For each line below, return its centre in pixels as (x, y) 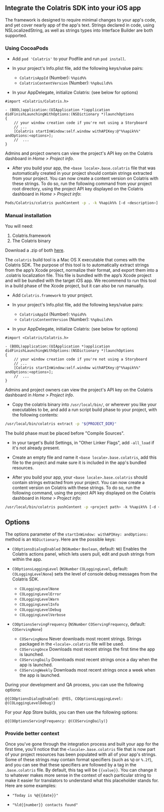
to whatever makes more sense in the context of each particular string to (78, 775)
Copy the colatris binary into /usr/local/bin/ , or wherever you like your (84, 405)
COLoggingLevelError (40, 594)
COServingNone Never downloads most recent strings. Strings (80, 639)
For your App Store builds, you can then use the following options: (72, 712)
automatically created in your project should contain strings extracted (82, 173)
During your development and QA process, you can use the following (74, 684)
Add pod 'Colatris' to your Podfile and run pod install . (69, 59)
